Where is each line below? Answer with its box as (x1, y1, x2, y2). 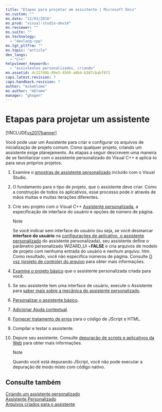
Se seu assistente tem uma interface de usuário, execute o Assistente (12, 283, 153, 289)
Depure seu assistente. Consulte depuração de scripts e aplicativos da (12, 335, 155, 341)
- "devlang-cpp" (10, 39, 43, 44)
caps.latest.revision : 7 (5, 75, 56, 80)
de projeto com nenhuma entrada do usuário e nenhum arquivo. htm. (12, 248, 151, 254)
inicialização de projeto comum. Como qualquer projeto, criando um (5, 144, 142, 151)
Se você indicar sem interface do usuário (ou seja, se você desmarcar (12, 228, 153, 234)
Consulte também (5, 378, 61, 386)
